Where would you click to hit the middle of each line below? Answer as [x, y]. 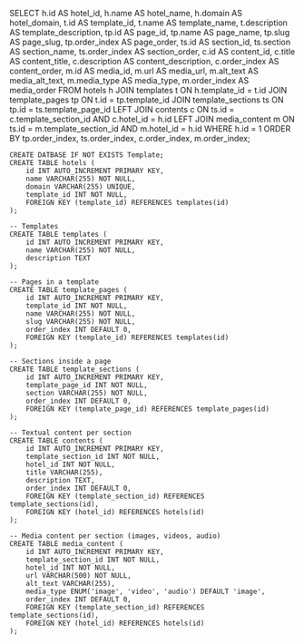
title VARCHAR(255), [64, 473]
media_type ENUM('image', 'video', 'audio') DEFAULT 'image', [146, 591]
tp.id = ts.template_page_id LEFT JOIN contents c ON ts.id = [122, 109]
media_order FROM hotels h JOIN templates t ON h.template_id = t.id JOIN [148, 90]
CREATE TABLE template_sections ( [75, 369]
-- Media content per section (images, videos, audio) [115, 536]
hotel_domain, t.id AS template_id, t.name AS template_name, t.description [149, 23]
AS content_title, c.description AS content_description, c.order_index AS [144, 61]
